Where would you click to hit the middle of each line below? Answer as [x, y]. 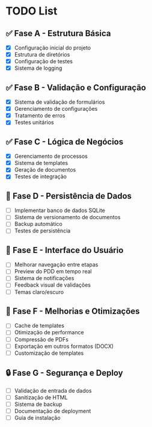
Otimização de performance [49, 332]
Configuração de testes [44, 61]
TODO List [32, 11]
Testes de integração [41, 176]
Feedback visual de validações [53, 285]
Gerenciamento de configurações [56, 109]
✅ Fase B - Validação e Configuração [76, 88]
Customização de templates [49, 353]
